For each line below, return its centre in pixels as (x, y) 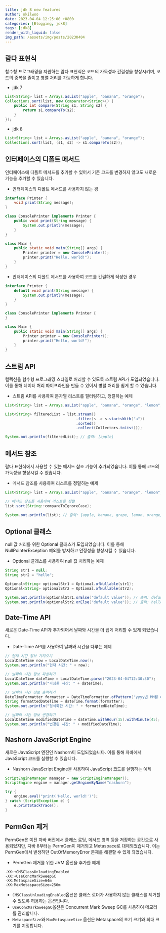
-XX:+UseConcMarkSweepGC (31, 876)
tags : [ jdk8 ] (19, 28)
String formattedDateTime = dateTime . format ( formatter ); (65, 702)
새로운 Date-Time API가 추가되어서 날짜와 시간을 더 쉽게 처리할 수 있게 (73, 630)
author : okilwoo (22, 14)
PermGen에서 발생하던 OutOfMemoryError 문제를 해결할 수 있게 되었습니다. (79, 852)
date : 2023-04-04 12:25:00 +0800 (40, 19)
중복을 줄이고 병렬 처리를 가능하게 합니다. (54, 78)
